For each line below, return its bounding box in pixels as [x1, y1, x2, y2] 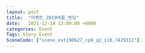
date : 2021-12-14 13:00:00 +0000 [6, 20, 96, 26]
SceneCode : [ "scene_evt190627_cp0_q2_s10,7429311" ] [6, 37, 140, 43]
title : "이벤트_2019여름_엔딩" [6, 15, 79, 21]
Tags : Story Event [6, 32, 53, 38]
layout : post [6, 9, 39, 15]
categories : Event [6, 26, 53, 32]
